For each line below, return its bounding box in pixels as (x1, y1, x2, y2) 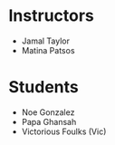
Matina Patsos (21, 44, 75, 55)
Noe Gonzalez (21, 106, 75, 118)
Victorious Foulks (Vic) (21, 126, 107, 137)
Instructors (8, 5, 94, 26)
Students (8, 77, 79, 98)
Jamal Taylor (21, 35, 70, 46)
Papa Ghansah (21, 116, 77, 127)
